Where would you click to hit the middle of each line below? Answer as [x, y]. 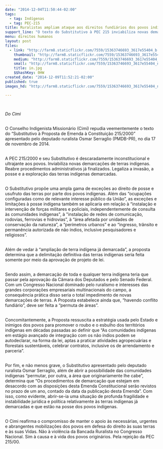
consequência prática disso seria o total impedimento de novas [68, 295]
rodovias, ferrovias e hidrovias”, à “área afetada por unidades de [69, 219]
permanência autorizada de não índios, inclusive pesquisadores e [71, 230]
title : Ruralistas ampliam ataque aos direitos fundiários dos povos [77, 28]
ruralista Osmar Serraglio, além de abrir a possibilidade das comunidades [78, 370]
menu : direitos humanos [29, 37]
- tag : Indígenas [27, 18]
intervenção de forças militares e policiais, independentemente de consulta [80, 209]
